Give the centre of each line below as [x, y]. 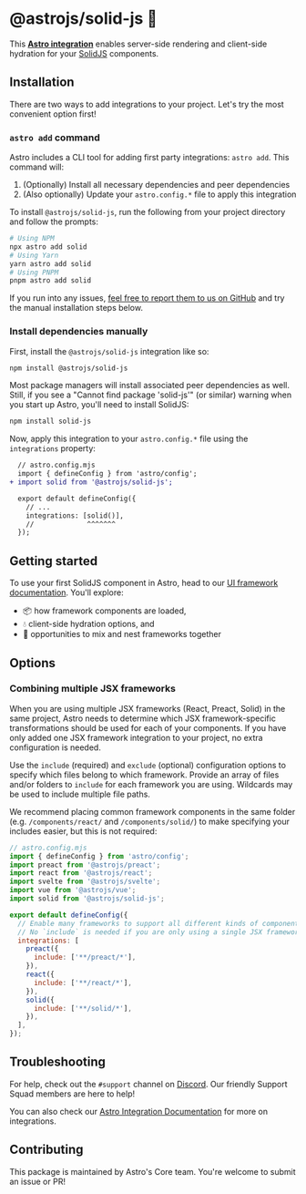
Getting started [54, 561]
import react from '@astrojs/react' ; [81, 873]
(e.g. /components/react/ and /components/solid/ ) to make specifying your [149, 821]
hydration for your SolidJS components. [84, 53]
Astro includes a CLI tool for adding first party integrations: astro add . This [149, 158]
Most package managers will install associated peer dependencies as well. [149, 386]
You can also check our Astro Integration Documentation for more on [139, 1111]
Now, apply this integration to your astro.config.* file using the [129, 439]
